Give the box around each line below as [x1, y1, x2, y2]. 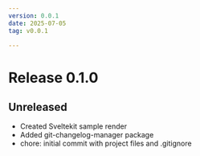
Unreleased [8, 100, 68, 113]
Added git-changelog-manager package [19, 130, 154, 140]
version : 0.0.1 [8, 11, 59, 20]
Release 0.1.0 [8, 68, 99, 87]
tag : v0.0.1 [8, 27, 48, 35]
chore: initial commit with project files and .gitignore [19, 138, 192, 149]
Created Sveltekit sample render [19, 121, 127, 131]
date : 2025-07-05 [8, 19, 67, 27]
